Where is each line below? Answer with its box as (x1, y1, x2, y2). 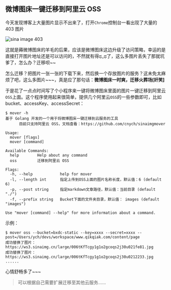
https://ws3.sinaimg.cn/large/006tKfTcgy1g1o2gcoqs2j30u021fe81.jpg (5, 244, 154, 250)
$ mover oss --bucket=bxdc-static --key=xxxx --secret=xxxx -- (5, 230, 142, 235)
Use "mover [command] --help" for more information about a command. (5, 210, 156, 215)
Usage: (5, 130, 19, 136)
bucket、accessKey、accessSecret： (5, 100, 85, 106)
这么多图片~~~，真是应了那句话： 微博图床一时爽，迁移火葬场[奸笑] (22, 76, 165, 83)
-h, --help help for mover (10, 171, 93, 176)
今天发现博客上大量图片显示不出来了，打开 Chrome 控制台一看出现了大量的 (5, 19, 157, 26)
